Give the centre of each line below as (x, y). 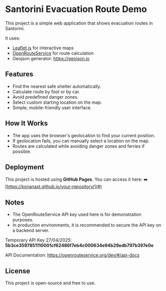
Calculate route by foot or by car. (46, 92)
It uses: (13, 38)
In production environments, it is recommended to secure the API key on (87, 225)
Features (19, 74)
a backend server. (31, 230)
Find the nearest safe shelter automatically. (57, 86)
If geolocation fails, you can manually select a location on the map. (81, 141)
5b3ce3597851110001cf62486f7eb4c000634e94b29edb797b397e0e (79, 245)
